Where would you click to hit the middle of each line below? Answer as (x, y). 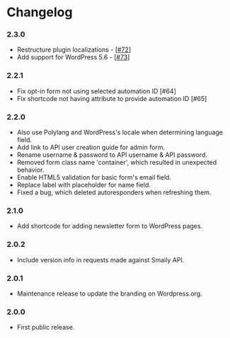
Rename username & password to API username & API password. (112, 155)
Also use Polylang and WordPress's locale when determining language (120, 132)
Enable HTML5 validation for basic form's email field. (94, 177)
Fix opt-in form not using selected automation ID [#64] (96, 91)
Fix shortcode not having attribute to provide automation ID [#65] (112, 98)
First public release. (46, 327)
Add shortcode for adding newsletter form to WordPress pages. (110, 226)
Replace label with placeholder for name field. (84, 185)
